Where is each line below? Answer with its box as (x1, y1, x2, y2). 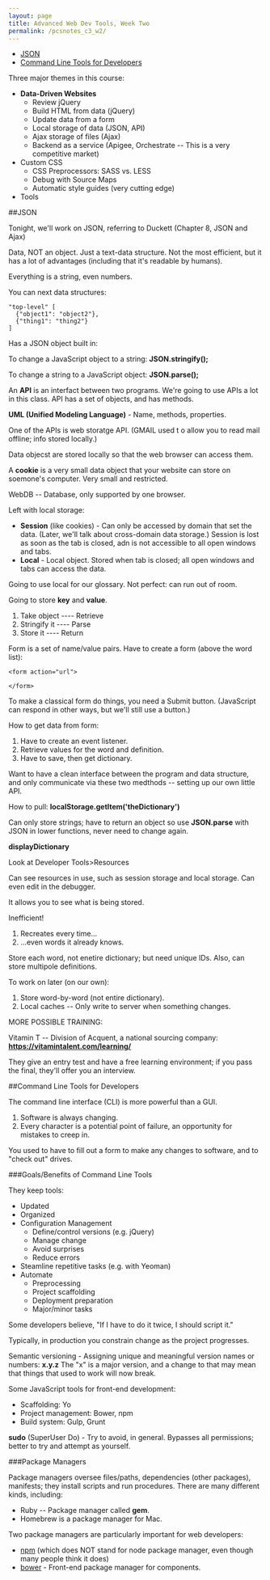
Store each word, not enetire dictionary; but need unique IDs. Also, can (8, 953, 245, 963)
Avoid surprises (32, 1244, 85, 1254)
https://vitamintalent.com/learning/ (8, 1041, 132, 1051)
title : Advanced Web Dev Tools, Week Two (8, 19, 150, 27)
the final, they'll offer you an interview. (8, 1066, 136, 1075)
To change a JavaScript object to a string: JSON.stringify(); (8, 354, 209, 364)
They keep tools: (8, 1185, 65, 1195)
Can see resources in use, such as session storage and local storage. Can (8, 873, 255, 883)
